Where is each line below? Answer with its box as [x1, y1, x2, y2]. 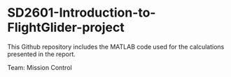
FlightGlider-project [7, 19, 125, 35]
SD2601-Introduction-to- [7, 5, 156, 21]
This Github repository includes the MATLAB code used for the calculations [7, 42, 225, 51]
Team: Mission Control [7, 63, 72, 71]
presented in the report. [7, 50, 76, 58]
